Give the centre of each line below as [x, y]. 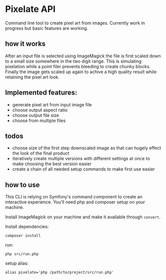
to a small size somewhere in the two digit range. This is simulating [73, 61]
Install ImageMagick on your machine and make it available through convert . [83, 217]
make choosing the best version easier [52, 164]
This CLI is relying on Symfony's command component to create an [74, 197]
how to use [23, 185]
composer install [23, 236]
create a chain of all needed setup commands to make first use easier [83, 169]
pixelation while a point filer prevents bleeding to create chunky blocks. [78, 66]
